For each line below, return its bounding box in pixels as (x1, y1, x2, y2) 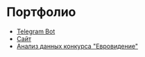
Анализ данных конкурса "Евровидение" (16, 42, 138, 50)
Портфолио (6, 4, 76, 20)
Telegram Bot (16, 27, 56, 35)
